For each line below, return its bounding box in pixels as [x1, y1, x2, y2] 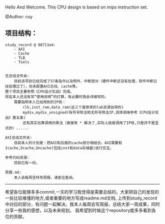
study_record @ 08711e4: [5, 42, 56, 47]
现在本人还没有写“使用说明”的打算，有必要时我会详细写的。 [5, 94, 109, 99]
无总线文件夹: [5, 73, 29, 78]
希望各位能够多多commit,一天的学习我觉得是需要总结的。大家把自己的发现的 [5, 189, 159, 195]
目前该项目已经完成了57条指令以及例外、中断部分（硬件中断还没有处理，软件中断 [14, 79, 154, 84]
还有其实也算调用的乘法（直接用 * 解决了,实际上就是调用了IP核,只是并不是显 [23, 120, 159, 125]
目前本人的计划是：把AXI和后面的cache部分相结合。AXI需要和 [14, 140, 122, 145]
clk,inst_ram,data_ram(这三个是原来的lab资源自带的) [23, 105, 124, 110]
